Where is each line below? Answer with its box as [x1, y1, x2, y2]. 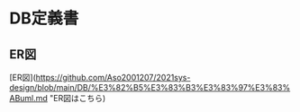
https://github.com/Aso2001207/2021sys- [35, 73, 191, 82]
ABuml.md [9, 93, 48, 103]
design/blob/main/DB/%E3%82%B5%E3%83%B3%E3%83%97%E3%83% [9, 82, 291, 92]
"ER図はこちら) [49, 93, 106, 103]
